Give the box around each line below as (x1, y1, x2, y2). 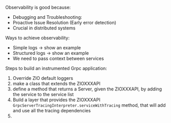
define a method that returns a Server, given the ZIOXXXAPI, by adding (12, 86, 162, 92)
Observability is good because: (5, 5, 71, 10)
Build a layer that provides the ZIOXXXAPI (12, 97, 101, 103)
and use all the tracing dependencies (12, 108, 91, 113)
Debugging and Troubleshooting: (12, 14, 83, 20)
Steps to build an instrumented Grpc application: (5, 66, 107, 71)
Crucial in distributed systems (12, 25, 76, 31)
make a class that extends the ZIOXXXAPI (12, 81, 101, 86)
